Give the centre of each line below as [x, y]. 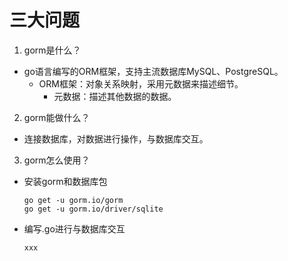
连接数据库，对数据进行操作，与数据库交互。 [116, 138]
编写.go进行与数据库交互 [74, 228]
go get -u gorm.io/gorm [73, 200]
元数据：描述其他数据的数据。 [115, 96]
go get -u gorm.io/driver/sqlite [93, 209]
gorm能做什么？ [57, 117]
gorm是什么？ [52, 50]
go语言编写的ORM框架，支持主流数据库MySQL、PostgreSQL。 [153, 71]
